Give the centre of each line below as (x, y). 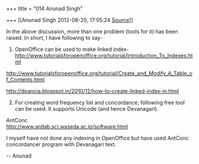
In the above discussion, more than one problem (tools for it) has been (92, 31)
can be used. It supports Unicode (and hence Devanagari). (86, 109)
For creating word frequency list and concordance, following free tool (100, 102)
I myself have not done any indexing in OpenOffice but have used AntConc (97, 138)
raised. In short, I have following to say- (54, 38)
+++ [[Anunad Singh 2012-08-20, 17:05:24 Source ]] (70, 20)
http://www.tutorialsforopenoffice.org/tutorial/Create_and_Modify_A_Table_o (99, 73)
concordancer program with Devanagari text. (61, 144)
